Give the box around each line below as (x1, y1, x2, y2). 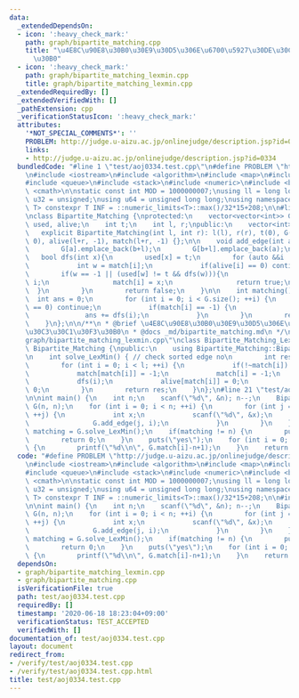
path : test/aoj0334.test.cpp (17, 593, 125, 602)
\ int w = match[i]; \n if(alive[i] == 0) (25, 262, 269, 271)
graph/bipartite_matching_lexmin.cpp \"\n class (25, 336, 201, 345)
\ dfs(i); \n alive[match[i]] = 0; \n (25, 377, 249, 386)
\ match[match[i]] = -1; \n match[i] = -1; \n (25, 369, 280, 378)
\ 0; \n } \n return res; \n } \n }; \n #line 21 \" (25, 386, 265, 394)
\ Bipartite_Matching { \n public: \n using (25, 344, 193, 353)
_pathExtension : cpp (17, 104, 93, 113)
